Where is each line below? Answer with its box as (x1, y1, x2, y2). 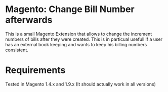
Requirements (5, 64, 66, 76)
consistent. (5, 47, 29, 53)
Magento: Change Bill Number (5, 4, 135, 15)
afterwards (5, 14, 53, 26)
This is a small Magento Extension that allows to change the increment (5, 31, 152, 37)
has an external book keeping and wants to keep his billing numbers (5, 41, 147, 47)
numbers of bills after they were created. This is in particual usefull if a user (5, 36, 163, 42)
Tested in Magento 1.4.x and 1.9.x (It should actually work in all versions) (5, 81, 156, 87)
